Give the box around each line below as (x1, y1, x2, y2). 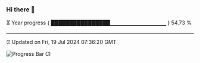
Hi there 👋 (6, 5, 36, 14)
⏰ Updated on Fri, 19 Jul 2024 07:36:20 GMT (6, 39, 117, 46)
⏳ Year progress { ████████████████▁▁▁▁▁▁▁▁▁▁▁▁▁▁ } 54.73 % (6, 19, 192, 26)
